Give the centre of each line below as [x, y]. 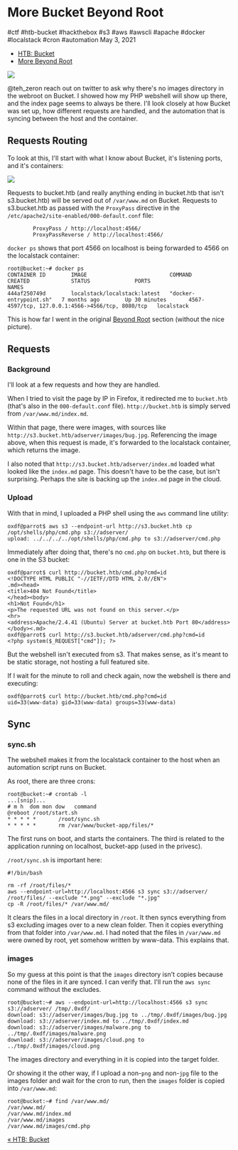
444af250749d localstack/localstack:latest [84, 293]
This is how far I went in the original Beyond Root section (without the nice [116, 319]
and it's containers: [36, 165]
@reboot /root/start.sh [43, 813]
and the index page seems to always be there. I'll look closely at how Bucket [119, 103]
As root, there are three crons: [52, 781]
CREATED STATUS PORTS [79, 281]
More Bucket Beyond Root [86, 12]
